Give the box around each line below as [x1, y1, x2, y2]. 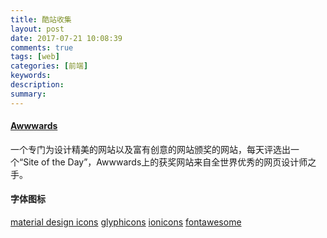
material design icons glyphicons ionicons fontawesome [10, 216, 242, 228]
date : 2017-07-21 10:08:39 [10, 33, 123, 43]
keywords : [10, 71, 52, 81]
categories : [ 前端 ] [10, 61, 89, 71]
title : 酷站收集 [10, 14, 72, 25]
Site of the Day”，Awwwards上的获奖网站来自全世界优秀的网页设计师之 [23, 156, 317, 168]
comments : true [10, 42, 74, 53]
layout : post [10, 24, 65, 34]
